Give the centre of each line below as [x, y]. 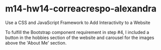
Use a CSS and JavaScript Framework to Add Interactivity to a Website [78, 22]
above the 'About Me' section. [36, 42]
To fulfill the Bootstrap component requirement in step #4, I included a [77, 32]
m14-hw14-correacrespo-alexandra [81, 9]
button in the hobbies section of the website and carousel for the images [80, 37]
